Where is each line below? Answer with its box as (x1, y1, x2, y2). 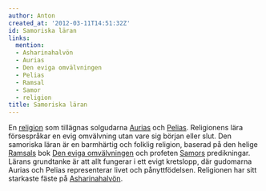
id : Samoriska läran (8, 26, 78, 34)
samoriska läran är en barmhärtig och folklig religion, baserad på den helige (8, 140, 258, 149)
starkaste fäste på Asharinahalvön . (8, 173, 123, 184)
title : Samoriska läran (8, 101, 88, 109)
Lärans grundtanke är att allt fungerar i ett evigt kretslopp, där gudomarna (8, 157, 252, 166)
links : (8, 34, 30, 42)
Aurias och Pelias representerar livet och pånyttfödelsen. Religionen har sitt (8, 165, 257, 175)
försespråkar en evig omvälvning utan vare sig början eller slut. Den (8, 131, 232, 141)
